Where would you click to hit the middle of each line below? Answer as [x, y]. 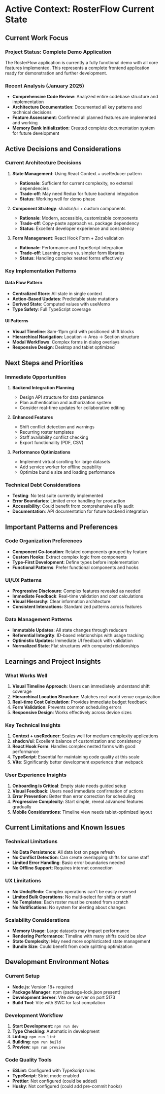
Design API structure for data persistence [62, 397]
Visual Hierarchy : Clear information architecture [61, 602]
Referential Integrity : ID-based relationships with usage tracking [78, 636]
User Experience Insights [36, 775]
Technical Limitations [31, 841]
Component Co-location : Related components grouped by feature [80, 552]
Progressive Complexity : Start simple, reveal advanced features [78, 801]
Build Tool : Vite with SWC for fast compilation [59, 1002]
